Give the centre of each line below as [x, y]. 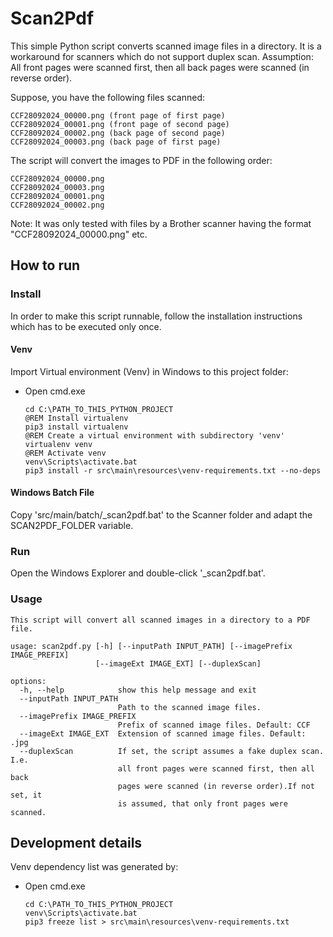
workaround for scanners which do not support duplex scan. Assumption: [162, 56]
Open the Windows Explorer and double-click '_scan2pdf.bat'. [138, 573]
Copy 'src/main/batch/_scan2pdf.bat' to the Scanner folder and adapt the [161, 515]
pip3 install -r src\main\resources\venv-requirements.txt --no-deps [173, 470]
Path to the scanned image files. [189, 707]
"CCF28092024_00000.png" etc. [79, 234]
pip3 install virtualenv [76, 427]
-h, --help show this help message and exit [138, 690]
